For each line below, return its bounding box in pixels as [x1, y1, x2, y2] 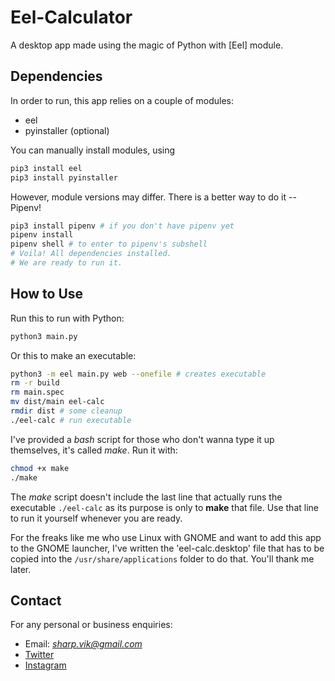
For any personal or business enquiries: [10, 619, 173, 631]
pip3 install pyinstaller [10, 172, 118, 183]
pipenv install [10, 230, 74, 240]
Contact [10, 592, 62, 609]
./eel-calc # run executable [10, 415, 132, 425]
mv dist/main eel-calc [10, 397, 105, 407]
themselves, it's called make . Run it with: [10, 444, 178, 456]
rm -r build [10, 378, 60, 388]
